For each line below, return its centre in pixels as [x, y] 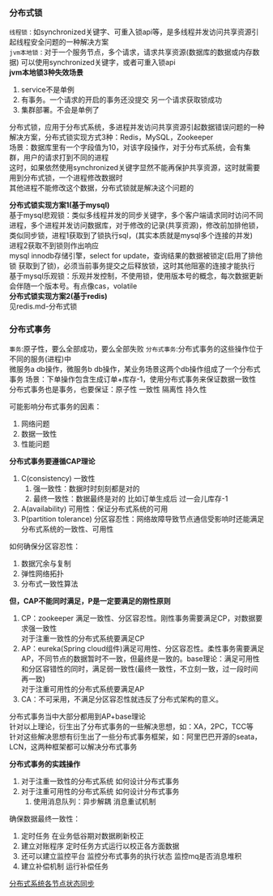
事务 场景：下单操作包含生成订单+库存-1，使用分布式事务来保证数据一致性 [133, 379]
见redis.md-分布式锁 [43, 306]
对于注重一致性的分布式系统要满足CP [83, 638]
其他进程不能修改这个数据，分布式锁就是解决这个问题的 [101, 188]
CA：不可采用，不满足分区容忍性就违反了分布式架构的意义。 [122, 699]
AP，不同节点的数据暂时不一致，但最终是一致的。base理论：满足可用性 [140, 659]
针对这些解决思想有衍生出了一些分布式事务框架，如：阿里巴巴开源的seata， [136, 736]
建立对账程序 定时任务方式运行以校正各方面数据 [100, 846]
